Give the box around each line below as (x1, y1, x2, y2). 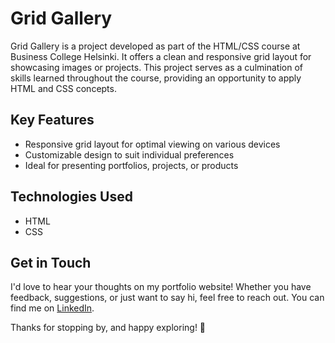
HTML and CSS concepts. (10, 82, 117, 94)
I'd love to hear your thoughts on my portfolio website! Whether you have (10, 281, 312, 293)
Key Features (10, 112, 95, 129)
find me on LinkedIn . (10, 302, 95, 314)
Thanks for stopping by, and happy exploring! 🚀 (10, 322, 207, 334)
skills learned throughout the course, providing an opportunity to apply (10, 72, 302, 84)
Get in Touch (10, 254, 92, 271)
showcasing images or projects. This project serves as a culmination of (10, 61, 303, 73)
